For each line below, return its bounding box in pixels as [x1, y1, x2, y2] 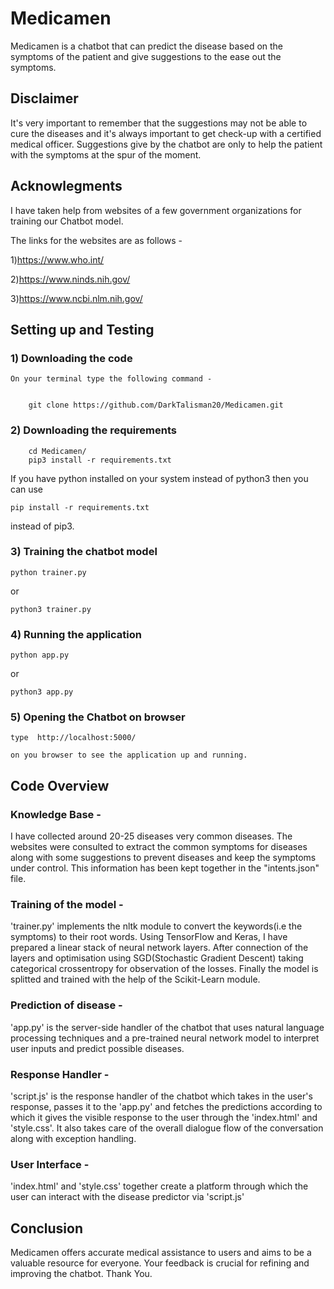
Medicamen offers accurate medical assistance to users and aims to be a [10, 1247, 312, 1259]
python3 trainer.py [10, 604, 92, 614]
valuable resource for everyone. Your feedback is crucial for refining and [10, 1257, 310, 1269]
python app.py [10, 650, 70, 661]
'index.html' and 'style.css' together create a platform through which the [10, 1180, 309, 1192]
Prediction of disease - [10, 998, 123, 1012]
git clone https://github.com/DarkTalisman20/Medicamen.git [28, 400, 284, 411]
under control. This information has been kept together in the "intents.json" [10, 862, 320, 874]
